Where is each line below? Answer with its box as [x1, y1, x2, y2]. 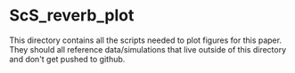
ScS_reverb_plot [9, 5, 135, 26]
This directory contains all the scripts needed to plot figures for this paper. [9, 35, 283, 45]
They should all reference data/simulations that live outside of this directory [9, 44, 287, 54]
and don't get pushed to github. [9, 53, 126, 64]
